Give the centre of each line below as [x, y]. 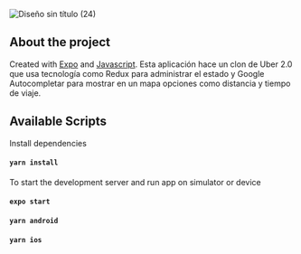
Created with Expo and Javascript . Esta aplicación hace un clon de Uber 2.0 [151, 64]
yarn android [34, 221]
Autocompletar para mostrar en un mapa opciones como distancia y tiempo [150, 83]
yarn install [34, 163]
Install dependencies [48, 143]
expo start [30, 202]
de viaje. [25, 93]
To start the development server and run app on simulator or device [135, 182]
